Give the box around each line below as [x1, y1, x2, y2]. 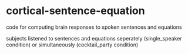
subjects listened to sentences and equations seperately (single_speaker [6, 35, 182, 42]
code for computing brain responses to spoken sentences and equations [6, 23, 182, 31]
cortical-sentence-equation [6, 4, 145, 18]
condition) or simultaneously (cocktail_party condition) [6, 41, 139, 48]
